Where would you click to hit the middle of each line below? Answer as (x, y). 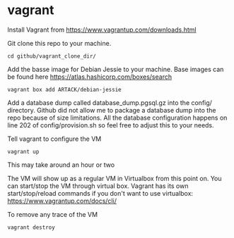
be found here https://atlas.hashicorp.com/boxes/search (89, 77)
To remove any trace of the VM (52, 214)
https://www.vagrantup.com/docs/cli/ (62, 201)
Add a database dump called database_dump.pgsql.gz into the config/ (110, 102)
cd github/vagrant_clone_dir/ (52, 56)
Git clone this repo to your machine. (59, 43)
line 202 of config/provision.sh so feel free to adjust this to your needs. (111, 125)
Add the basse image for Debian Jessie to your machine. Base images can (116, 69)
